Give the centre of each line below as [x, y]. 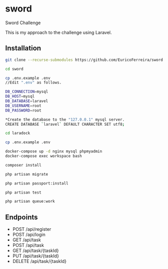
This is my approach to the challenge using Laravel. [59, 32]
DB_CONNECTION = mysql [27, 92]
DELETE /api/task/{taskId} [39, 261]
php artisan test [23, 192]
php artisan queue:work [30, 202]
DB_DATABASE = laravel [27, 101]
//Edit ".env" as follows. [33, 83]
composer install [23, 165]
